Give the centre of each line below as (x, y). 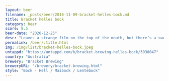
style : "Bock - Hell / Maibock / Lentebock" (53, 71)
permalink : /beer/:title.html (37, 43)
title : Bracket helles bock (35, 19)
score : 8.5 (17, 29)
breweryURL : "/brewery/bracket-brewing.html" (54, 66)
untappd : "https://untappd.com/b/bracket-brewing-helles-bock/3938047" (82, 52)
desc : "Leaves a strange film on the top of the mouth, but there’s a (81, 38)
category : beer (21, 24)
